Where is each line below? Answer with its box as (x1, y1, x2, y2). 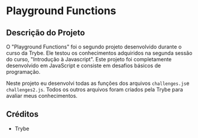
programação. (6, 68, 41, 75)
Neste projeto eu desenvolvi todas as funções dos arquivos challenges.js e (6, 80, 190, 87)
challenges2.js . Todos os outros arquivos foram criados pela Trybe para (6, 86, 183, 93)
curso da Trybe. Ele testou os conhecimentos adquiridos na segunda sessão (6, 50, 193, 57)
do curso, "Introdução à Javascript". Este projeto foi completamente (6, 56, 172, 63)
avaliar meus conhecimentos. (6, 93, 78, 99)
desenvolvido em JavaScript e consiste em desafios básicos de (6, 62, 161, 69)
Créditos (6, 109, 39, 119)
